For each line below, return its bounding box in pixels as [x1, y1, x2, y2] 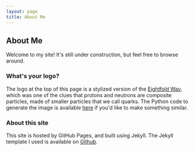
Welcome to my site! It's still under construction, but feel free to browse [6, 51, 178, 59]
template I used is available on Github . [6, 138, 98, 145]
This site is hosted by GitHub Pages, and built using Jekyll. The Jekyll [6, 132, 174, 139]
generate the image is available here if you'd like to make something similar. [6, 104, 188, 111]
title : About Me [6, 14, 46, 20]
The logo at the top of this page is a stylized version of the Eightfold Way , [6, 85, 182, 92]
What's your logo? [6, 72, 60, 80]
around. [6, 57, 25, 64]
